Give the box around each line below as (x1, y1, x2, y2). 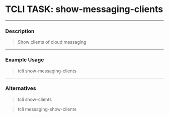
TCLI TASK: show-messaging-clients (5, 4, 163, 15)
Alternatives (5, 85, 36, 92)
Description (5, 28, 35, 35)
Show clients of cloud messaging (17, 39, 87, 45)
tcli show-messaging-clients (17, 68, 77, 74)
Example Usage (5, 56, 44, 63)
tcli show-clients (17, 96, 52, 102)
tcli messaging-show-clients (17, 106, 77, 112)
